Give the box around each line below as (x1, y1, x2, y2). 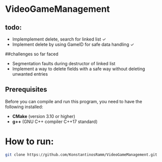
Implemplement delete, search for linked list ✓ (12, 36, 106, 42)
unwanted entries (12, 71, 48, 77)
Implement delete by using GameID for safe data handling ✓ (12, 41, 134, 47)
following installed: (5, 104, 43, 110)
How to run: (5, 136, 54, 147)
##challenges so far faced (5, 51, 59, 57)
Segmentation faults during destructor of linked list (12, 61, 116, 66)
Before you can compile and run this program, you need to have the (5, 98, 142, 104)
